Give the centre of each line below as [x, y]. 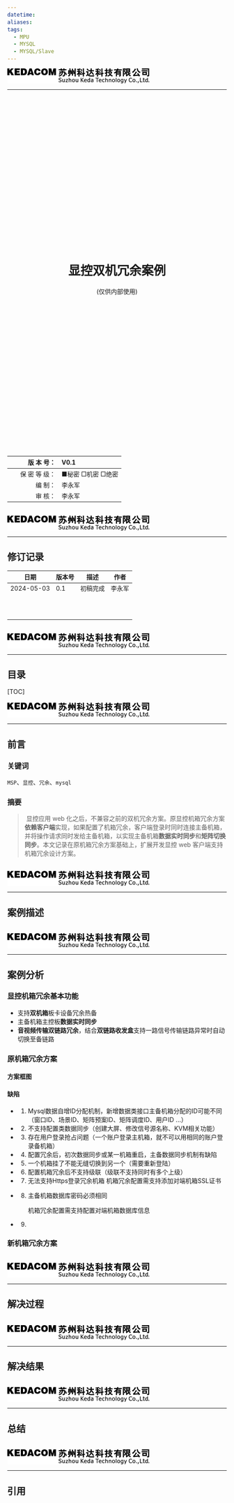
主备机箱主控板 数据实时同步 [57, 1021]
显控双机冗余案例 [117, 271]
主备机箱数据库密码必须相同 [68, 1195]
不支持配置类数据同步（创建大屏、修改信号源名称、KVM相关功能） [123, 1128]
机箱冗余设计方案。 [52, 854]
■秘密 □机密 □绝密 [90, 474]
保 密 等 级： [38, 474]
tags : [15, 29]
